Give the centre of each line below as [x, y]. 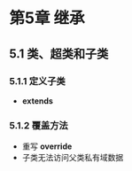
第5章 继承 [47, 18]
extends [37, 101]
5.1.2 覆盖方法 [39, 125]
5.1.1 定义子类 [38, 81]
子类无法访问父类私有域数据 [73, 158]
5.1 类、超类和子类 [59, 54]
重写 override [47, 146]
